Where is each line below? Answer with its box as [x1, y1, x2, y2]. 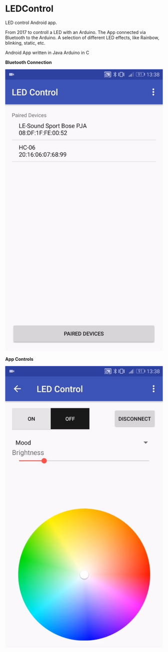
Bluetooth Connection [5, 59, 52, 65]
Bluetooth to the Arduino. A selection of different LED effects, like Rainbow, [5, 35, 159, 41]
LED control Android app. [5, 20, 57, 26]
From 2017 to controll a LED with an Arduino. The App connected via [5, 29, 146, 35]
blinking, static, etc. [5, 40, 46, 46]
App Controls [5, 356, 33, 362]
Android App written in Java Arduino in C [5, 50, 89, 56]
